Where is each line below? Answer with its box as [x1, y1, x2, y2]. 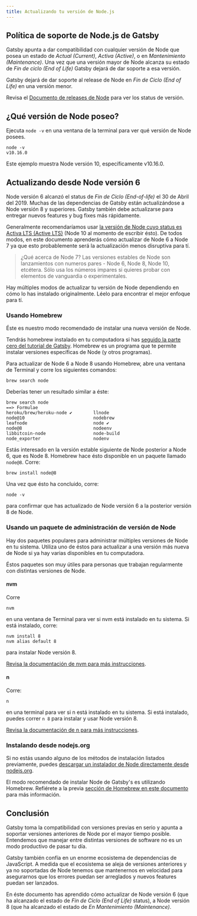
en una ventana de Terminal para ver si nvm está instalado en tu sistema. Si [6, 615, 190, 622]
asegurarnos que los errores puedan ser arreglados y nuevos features [6, 873, 177, 881]
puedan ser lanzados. [6, 879, 59, 886]
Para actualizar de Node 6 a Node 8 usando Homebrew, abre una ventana [6, 360, 186, 367]
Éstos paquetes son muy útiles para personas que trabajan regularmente [6, 561, 183, 568]
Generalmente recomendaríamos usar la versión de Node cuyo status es [6, 223, 182, 230]
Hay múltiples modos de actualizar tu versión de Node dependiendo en [6, 284, 179, 291]
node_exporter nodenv [6, 436, 110, 442]
